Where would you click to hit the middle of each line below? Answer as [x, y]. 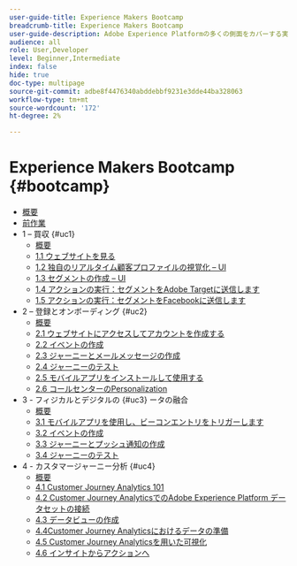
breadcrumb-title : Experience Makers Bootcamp [96, 26]
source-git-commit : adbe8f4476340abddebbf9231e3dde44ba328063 [126, 91]
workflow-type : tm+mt [49, 99]
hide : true [29, 75]
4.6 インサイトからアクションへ [92, 553]
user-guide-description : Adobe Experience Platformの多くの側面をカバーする [146, 34]
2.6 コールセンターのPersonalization [101, 389]
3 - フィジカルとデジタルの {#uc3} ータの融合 [105, 400]
